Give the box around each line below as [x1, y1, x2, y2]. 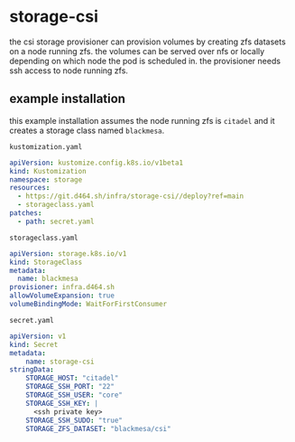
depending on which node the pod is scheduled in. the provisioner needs [9, 55, 281, 66]
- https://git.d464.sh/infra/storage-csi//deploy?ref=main [17, 192, 244, 201]
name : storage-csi [25, 357, 95, 366]
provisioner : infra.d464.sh [9, 283, 115, 292]
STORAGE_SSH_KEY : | [25, 399, 99, 408]
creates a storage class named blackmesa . [9, 125, 165, 136]
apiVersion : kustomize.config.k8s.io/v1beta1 [9, 158, 183, 167]
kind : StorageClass [9, 258, 83, 267]
